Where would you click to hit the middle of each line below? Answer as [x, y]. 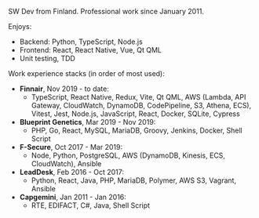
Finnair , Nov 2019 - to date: [64, 89]
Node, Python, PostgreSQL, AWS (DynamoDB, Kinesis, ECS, [128, 155]
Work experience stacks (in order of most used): [86, 73]
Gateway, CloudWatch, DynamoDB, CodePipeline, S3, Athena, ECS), [141, 105]
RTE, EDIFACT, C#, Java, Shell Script [91, 205]
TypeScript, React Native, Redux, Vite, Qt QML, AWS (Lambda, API [139, 97]
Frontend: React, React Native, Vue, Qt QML [91, 50]
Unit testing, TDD [47, 58]
